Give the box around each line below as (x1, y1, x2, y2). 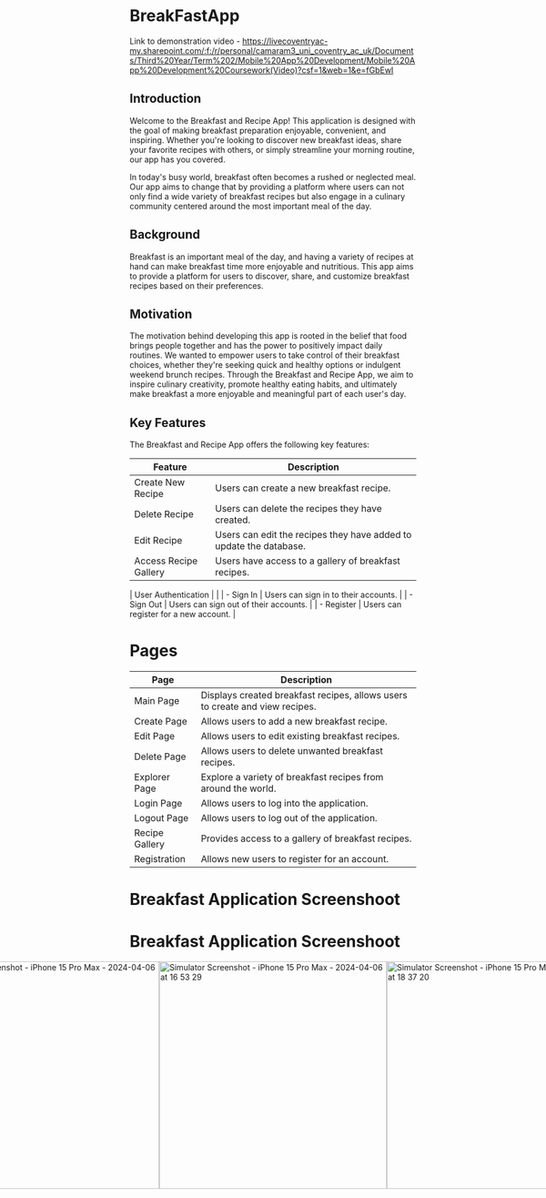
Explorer (134, 771, 170, 784)
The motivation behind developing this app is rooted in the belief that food (129, 330, 408, 341)
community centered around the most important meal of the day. (129, 200, 372, 211)
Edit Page (134, 730, 176, 743)
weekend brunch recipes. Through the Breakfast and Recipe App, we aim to (129, 370, 414, 381)
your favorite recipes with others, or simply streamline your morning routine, (129, 144, 416, 155)
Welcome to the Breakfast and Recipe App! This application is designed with (129, 115, 416, 126)
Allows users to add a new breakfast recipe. (200, 716, 389, 728)
